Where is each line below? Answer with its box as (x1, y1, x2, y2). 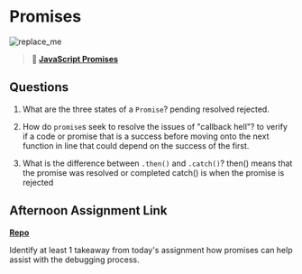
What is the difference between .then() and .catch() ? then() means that (22, 158, 293, 169)
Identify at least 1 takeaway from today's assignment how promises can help (9, 244, 293, 255)
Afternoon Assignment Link (9, 203, 168, 218)
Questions (9, 79, 69, 96)
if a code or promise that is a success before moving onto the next (22, 131, 270, 142)
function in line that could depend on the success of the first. (22, 140, 250, 151)
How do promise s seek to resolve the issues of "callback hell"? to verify (22, 121, 288, 132)
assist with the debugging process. (9, 254, 140, 265)
